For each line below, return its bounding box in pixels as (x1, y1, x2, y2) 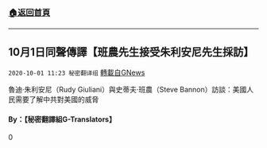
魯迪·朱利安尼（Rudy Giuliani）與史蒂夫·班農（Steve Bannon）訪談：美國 (8, 85, 247, 95)
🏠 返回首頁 (8, 6, 51, 18)
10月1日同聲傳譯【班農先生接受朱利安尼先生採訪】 (8, 45, 254, 59)
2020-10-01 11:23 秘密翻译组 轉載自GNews (8, 68, 145, 77)
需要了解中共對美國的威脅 (14, 95, 99, 104)
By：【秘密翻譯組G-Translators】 (8, 114, 117, 124)
